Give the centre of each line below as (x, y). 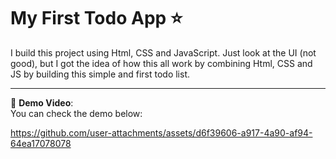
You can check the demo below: (76, 113)
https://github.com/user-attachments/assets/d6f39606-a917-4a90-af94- (161, 132)
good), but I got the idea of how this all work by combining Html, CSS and (161, 63)
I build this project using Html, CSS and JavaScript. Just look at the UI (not (163, 52)
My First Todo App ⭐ (96, 18)
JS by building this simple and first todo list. (100, 74)
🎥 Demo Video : (42, 102)
